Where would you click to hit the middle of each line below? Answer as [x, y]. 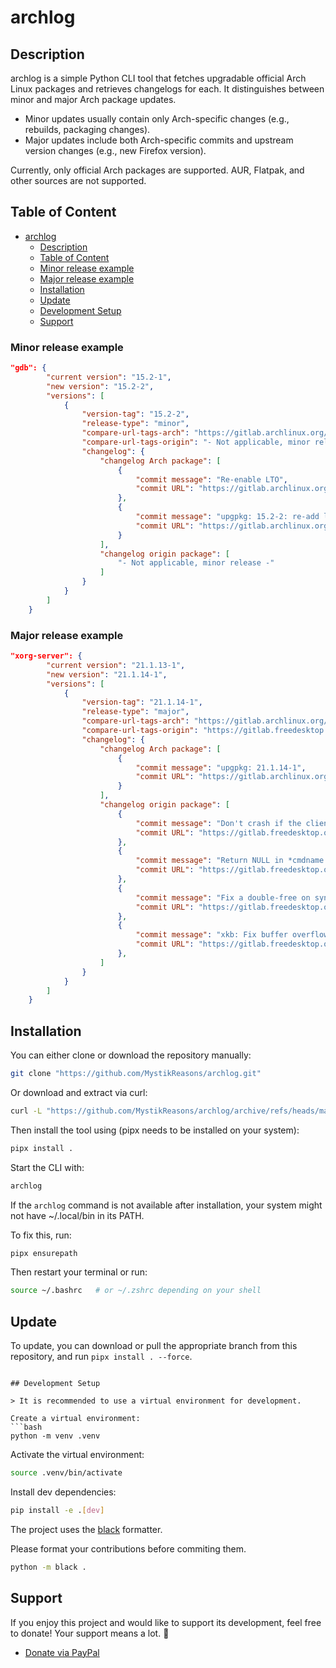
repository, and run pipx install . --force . [101, 1357]
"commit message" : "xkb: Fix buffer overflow [232, 935]
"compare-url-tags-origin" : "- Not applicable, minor [196, 442]
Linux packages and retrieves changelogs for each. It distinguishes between [167, 89]
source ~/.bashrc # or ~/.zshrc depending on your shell [136, 1291]
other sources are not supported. [78, 180]
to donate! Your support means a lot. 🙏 [90, 1633]
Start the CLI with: [47, 1167]
